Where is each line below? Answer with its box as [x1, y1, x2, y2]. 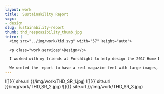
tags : [5, 16, 16, 21]
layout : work [5, 7, 32, 12]
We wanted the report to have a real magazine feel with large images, [9, 65, 159, 70]
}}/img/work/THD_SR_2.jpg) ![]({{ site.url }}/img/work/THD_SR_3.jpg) [5, 84, 143, 90]
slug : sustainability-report [5, 25, 64, 30]
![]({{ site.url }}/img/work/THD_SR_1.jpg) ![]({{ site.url [5, 78, 111, 84]
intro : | [5, 35, 23, 39]
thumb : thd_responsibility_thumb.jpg [5, 30, 82, 35]
